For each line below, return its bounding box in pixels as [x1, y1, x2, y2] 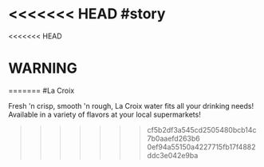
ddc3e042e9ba [147, 150, 199, 160]
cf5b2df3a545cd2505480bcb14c [147, 125, 257, 134]
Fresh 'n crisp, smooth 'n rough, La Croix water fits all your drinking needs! [8, 101, 254, 110]
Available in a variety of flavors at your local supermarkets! [8, 109, 201, 119]
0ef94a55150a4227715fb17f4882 [147, 141, 256, 152]
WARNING [8, 59, 77, 78]
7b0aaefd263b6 [147, 133, 201, 143]
